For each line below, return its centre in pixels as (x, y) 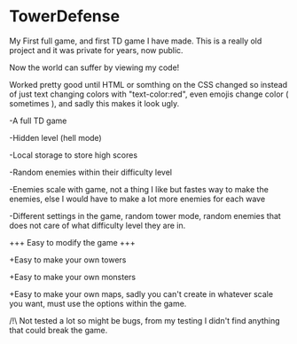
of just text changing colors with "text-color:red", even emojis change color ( (149, 94)
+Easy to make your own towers (68, 260)
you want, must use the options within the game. (98, 303)
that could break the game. (59, 330)
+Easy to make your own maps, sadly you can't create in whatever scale (141, 293)
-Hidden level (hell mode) (55, 137)
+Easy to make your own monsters (72, 277)
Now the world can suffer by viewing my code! (94, 67)
